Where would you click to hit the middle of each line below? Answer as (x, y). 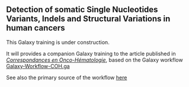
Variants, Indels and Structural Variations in (88, 19)
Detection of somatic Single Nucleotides (82, 10)
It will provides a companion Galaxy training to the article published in (91, 53)
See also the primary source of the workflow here (67, 77)
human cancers (36, 28)
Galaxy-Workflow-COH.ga (38, 66)
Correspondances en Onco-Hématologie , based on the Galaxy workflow (94, 60)
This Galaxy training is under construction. (58, 42)
